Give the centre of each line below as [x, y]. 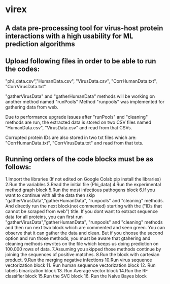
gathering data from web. [32, 107]
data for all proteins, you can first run [44, 217]
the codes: [23, 69]
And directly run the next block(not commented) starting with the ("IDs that [84, 206]
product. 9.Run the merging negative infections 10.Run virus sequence [79, 260]
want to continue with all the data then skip [50, 195]
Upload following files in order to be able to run [81, 61]
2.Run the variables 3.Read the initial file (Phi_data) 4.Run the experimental [83, 185]
